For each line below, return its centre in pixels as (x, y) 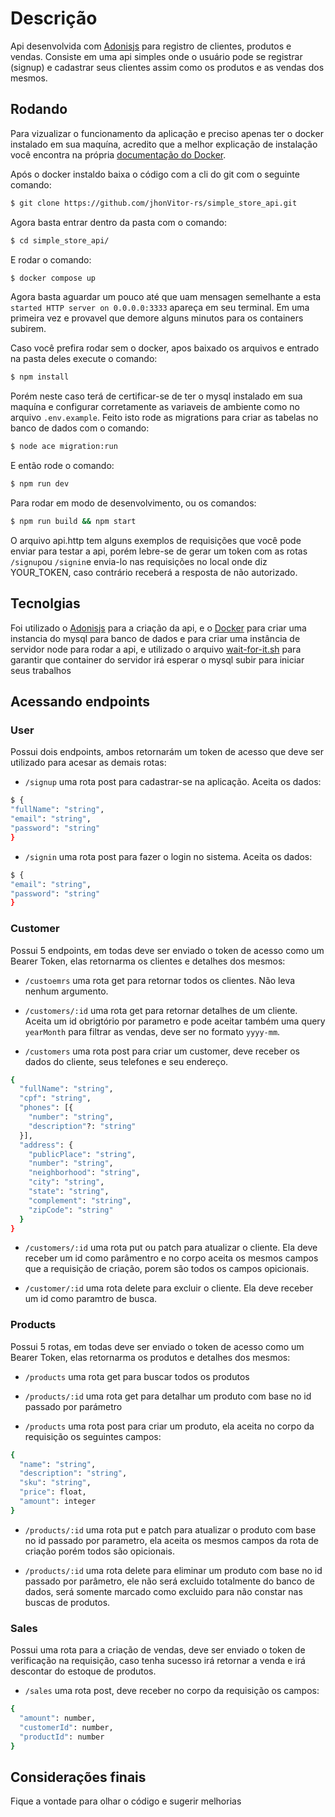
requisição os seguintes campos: (93, 1436)
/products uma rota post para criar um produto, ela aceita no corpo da (169, 1426)
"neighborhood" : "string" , (84, 1173)
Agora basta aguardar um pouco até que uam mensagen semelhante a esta (166, 297)
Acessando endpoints (80, 702)
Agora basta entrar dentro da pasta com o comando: (118, 222)
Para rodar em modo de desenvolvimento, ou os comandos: (133, 503)
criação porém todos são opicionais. (99, 1551)
